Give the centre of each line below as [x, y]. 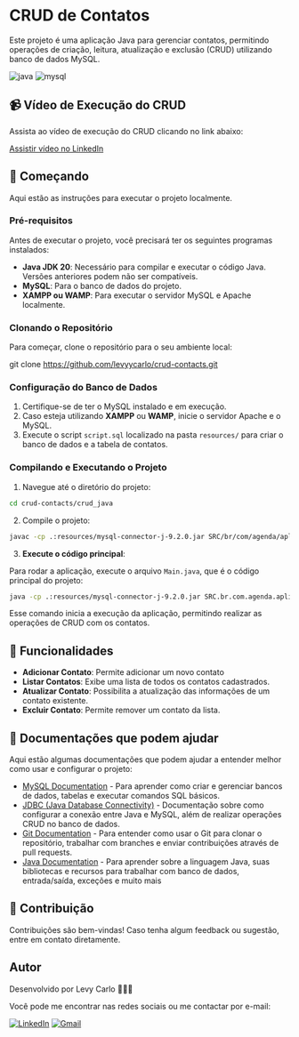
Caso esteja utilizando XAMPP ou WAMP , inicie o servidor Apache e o [151, 416]
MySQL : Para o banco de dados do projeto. [102, 285]
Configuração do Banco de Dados [84, 388]
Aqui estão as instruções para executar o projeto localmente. [121, 197]
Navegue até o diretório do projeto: [86, 486]
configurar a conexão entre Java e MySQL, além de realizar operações [152, 814]
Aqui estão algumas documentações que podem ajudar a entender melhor [145, 760]
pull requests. [47, 852]
